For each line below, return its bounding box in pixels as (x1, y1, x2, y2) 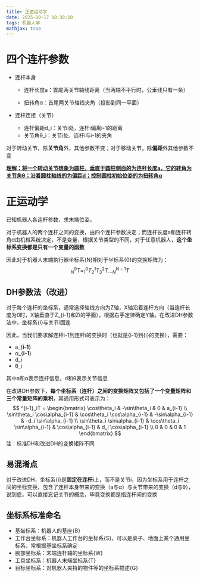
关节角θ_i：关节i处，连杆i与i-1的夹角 (23, 132, 112, 139)
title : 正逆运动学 (6, 8, 48, 15)
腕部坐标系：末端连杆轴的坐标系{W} (14, 550, 103, 557)
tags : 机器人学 (6, 20, 40, 26)
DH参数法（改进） (6, 287, 73, 297)
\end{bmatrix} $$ (79, 430, 121, 437)
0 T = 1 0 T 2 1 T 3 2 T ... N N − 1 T (74, 266, 130, 275)
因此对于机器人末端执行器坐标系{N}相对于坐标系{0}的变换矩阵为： (6, 256, 168, 263)
